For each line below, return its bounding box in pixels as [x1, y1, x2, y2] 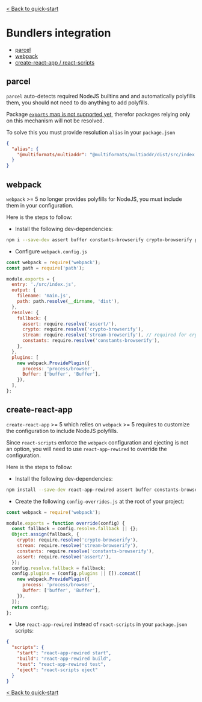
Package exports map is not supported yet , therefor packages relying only [6, 110, 191, 118]
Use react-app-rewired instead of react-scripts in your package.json [14, 621, 188, 628]
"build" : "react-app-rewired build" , [17, 656, 112, 662]
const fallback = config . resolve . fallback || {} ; [11, 526, 138, 532]
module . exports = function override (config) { [6, 520, 125, 526]
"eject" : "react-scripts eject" [17, 666, 98, 673]
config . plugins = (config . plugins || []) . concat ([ [11, 571, 141, 577]
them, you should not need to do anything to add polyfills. [6, 99, 149, 106]
